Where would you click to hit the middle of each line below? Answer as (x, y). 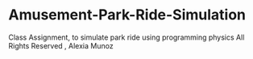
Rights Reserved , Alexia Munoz (61, 45)
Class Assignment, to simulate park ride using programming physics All (126, 37)
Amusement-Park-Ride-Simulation (127, 15)
